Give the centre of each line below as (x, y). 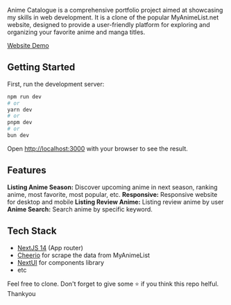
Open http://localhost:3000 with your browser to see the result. (98, 148)
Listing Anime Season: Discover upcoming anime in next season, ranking (112, 187)
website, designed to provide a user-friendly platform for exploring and (109, 25)
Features (27, 170)
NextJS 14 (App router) (50, 247)
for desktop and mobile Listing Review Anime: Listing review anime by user (115, 202)
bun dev (18, 136)
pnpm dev (20, 123)
